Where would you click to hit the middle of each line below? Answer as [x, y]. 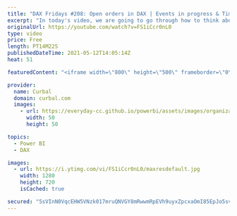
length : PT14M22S [33, 46]
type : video [25, 33]
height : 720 [37, 183]
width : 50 [40, 118]
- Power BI [30, 144]
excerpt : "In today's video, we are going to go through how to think [113, 20]
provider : [22, 85]
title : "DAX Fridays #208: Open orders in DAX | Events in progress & [113, 14]
